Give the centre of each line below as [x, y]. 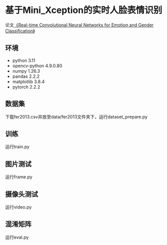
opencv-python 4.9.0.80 [37, 66]
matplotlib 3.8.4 [28, 81]
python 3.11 [24, 60]
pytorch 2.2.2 [26, 87]
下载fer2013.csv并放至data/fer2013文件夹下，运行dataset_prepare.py [77, 117]
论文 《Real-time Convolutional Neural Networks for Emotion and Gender [79, 25]
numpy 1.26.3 [26, 71]
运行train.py [17, 147]
